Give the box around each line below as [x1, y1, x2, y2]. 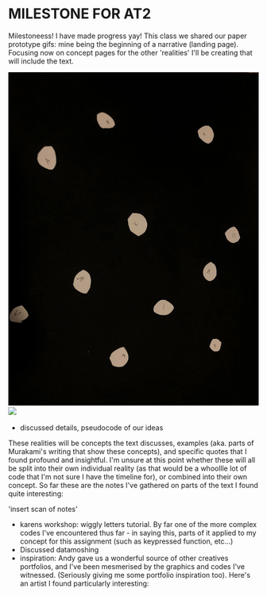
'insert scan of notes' [8, 504, 78, 513]
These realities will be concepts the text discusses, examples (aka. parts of [8, 438, 254, 448]
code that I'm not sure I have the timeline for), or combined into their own [8, 471, 248, 481]
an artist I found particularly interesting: [19, 579, 149, 588]
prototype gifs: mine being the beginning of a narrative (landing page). [8, 39, 239, 48]
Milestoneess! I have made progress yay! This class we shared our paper [8, 31, 248, 40]
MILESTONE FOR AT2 [8, 5, 152, 23]
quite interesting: [8, 489, 64, 498]
